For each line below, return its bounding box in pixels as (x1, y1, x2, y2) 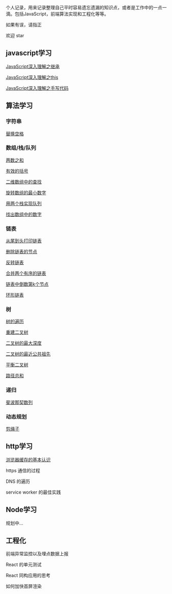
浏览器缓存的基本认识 (6, 456, 51, 462)
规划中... (6, 520, 23, 526)
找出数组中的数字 (6, 211, 42, 217)
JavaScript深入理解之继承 (6, 63, 60, 69)
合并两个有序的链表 (6, 270, 46, 276)
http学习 (6, 442, 33, 451)
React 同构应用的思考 (6, 573, 51, 579)
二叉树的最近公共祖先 (6, 351, 51, 357)
